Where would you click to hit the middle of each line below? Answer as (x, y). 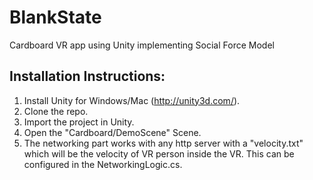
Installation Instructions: (87, 76)
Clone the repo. (56, 111)
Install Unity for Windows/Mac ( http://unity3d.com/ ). (132, 100)
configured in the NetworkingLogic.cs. (103, 164)
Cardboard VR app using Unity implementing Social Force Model (142, 45)
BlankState (55, 17)
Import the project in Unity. (79, 122)
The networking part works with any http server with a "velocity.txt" (163, 143)
